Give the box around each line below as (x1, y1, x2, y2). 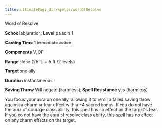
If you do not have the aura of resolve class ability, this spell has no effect (5, 112, 153, 118)
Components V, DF (5, 49, 44, 55)
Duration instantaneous (5, 77, 53, 83)
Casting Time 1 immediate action (5, 40, 72, 45)
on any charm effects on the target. (5, 117, 77, 123)
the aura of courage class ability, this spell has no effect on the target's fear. (5, 107, 158, 112)
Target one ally (5, 68, 36, 74)
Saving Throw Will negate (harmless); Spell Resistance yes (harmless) (5, 86, 148, 93)
